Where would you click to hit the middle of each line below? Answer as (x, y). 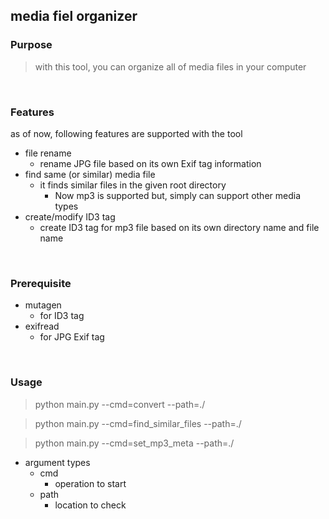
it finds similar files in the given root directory (133, 185)
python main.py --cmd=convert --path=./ (120, 404)
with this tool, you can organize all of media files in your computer (170, 66)
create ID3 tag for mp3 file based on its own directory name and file (179, 227)
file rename (48, 153)
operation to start (90, 483)
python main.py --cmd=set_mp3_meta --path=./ (134, 443)
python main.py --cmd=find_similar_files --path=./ (138, 423)
